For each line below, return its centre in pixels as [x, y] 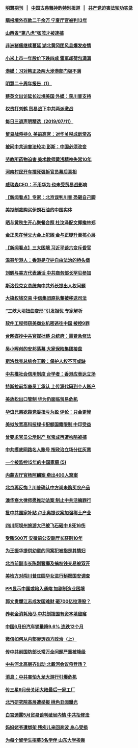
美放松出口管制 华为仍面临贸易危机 [42, 399]
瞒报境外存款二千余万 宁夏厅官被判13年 [46, 20]
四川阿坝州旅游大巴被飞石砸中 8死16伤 [45, 525]
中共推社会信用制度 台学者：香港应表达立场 [50, 374]
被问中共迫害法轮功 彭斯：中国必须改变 [46, 147]
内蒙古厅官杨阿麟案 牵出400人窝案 [42, 475]
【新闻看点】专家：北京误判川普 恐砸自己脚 [50, 197]
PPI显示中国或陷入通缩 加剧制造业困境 [45, 588]
